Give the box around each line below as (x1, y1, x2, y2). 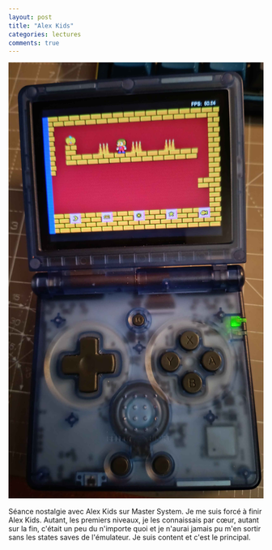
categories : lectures (8, 30, 82, 38)
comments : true (8, 39, 60, 47)
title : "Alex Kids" (8, 21, 74, 30)
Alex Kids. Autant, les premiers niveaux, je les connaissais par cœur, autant (8, 515, 259, 525)
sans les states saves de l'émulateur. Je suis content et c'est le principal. (8, 532, 251, 543)
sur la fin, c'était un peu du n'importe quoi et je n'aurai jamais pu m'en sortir (8, 524, 261, 534)
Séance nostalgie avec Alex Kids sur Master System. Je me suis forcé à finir (8, 507, 262, 517)
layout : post (8, 13, 53, 21)
